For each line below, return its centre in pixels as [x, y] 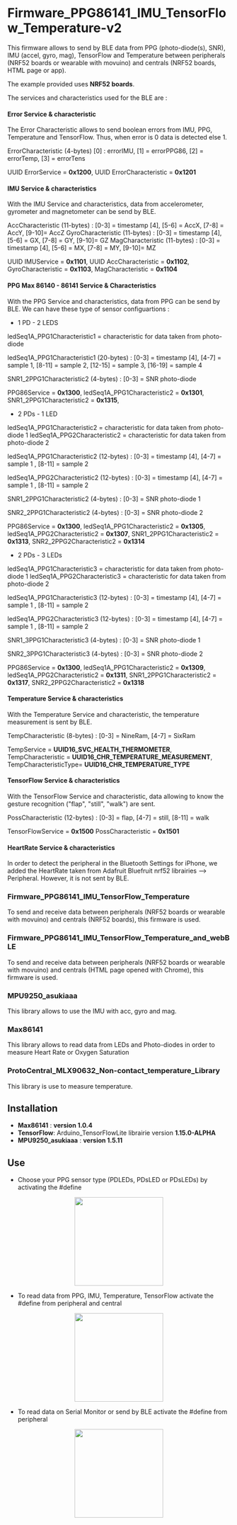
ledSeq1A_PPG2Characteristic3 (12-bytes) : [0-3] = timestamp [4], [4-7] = [115, 618]
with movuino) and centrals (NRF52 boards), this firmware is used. [104, 919]
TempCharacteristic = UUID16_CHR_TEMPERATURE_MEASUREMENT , [110, 756]
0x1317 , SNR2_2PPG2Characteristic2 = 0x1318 [76, 682]
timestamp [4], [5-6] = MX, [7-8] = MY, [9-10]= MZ [82, 248]
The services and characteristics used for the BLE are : [87, 98]
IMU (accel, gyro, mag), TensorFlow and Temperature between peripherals [116, 55]
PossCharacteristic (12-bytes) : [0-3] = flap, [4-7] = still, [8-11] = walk [109, 817]
